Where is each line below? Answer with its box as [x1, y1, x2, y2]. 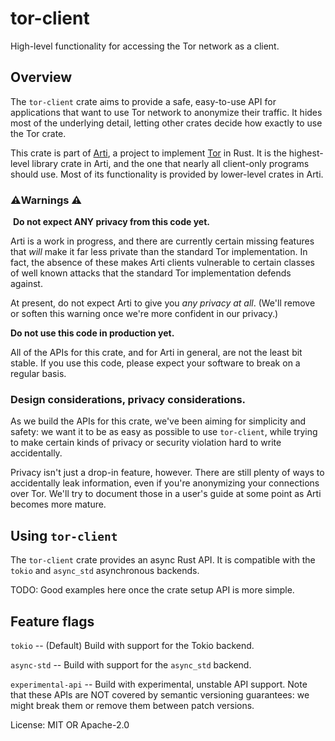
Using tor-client [10, 527, 118, 544]
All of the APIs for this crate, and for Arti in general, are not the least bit [10, 347, 303, 359]
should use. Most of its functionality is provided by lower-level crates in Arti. [10, 168, 324, 180]
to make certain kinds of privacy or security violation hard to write [10, 437, 282, 449]
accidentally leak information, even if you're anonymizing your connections [10, 477, 320, 489]
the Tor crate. [10, 127, 67, 139]
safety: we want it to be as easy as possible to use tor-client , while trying [10, 426, 318, 438]
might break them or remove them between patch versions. [10, 699, 255, 711]
